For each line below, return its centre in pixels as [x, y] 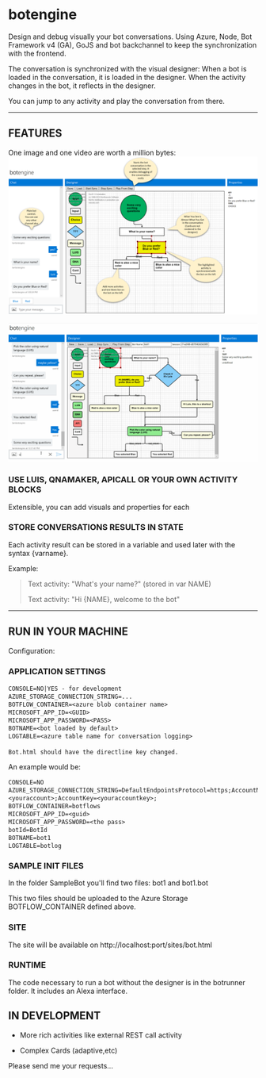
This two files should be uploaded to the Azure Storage [98, 899]
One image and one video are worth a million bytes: [92, 152]
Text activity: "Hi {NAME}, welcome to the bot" [104, 599]
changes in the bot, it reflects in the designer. [82, 86]
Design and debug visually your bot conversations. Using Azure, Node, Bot [130, 36]
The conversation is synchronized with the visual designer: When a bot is [127, 68]
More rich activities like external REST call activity [101, 1035]
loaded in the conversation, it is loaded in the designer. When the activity [127, 77]
